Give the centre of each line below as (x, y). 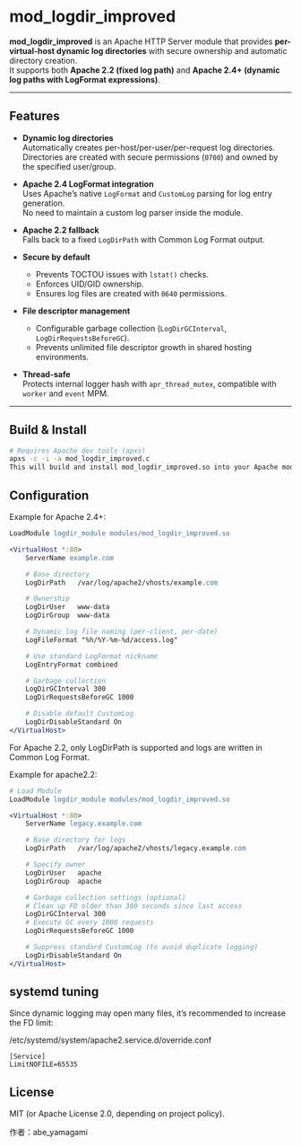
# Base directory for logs (76, 840)
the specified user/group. (69, 166)
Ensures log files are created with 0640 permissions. (131, 293)
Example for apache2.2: (53, 774)
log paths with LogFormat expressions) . (85, 79)
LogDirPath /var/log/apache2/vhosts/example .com (122, 582)
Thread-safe (46, 374)
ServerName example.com (70, 558)
